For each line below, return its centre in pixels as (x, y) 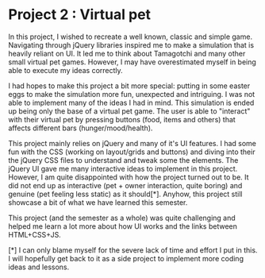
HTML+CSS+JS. (35, 234)
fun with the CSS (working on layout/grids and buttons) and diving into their (132, 152)
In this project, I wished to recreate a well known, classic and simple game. (130, 37)
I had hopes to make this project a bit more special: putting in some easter (129, 86)
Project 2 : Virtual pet (80, 15)
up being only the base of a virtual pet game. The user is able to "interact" (129, 111)
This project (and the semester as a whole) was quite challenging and (122, 218)
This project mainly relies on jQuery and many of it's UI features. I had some (132, 143)
